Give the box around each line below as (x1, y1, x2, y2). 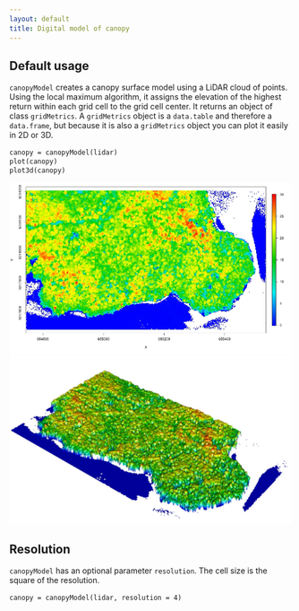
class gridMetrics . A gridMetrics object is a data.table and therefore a (9, 110, 273, 121)
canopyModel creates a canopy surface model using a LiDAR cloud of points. (9, 82, 288, 93)
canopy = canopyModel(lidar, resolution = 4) (9, 593, 182, 603)
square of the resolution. (9, 575, 100, 586)
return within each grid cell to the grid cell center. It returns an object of (9, 101, 273, 112)
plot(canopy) (9, 157, 58, 166)
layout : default (9, 14, 70, 23)
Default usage (9, 58, 90, 74)
